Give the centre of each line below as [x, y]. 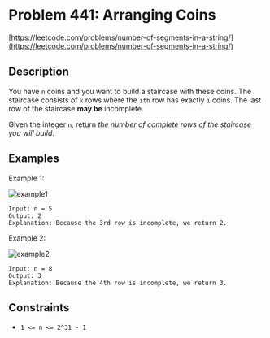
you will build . [32, 132]
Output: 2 [25, 216]
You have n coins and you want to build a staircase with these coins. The [130, 91]
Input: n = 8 [30, 269]
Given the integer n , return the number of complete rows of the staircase [130, 124]
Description [39, 72]
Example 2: [27, 238]
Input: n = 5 [30, 209]
